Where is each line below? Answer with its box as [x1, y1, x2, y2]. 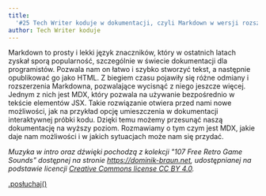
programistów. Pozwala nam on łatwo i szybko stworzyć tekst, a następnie [8, 65, 251, 74]
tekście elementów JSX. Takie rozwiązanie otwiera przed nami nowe [8, 98, 232, 107]
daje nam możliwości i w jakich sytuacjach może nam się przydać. [8, 132, 224, 141]
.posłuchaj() [8, 179, 47, 189]
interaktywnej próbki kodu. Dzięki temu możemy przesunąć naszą [8, 115, 223, 125]
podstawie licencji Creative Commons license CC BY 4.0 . [8, 164, 195, 174]
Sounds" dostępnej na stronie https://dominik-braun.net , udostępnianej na [8, 156, 252, 165]
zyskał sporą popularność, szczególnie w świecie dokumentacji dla [8, 56, 228, 66]
